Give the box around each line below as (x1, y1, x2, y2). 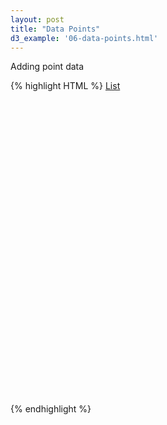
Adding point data (10, 61, 85, 73)
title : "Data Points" (10, 24, 101, 34)
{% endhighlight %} (10, 403, 92, 415)
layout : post (10, 14, 65, 25)
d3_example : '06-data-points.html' (10, 33, 159, 43)
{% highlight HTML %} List (10, 80, 121, 92)
